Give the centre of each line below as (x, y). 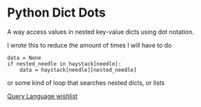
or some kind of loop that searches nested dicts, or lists (86, 82)
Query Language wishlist (42, 96)
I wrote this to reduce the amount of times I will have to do (89, 45)
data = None (24, 58)
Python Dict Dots (56, 13)
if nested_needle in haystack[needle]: (64, 64)
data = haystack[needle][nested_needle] (78, 70)
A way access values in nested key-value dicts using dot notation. (100, 32)
